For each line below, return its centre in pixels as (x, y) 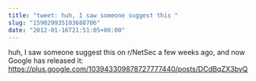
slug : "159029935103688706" (55, 23)
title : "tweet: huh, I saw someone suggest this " (93, 15)
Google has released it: (46, 61)
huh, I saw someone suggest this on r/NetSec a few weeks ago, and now (127, 53)
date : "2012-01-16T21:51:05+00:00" (67, 30)
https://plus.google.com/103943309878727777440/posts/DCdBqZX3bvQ (128, 69)
